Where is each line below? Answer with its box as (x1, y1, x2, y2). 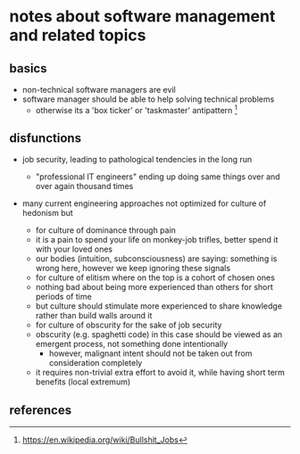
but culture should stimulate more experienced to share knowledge (35, 301, 283, 311)
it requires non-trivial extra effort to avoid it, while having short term (35, 367, 286, 378)
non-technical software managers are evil (21, 85, 176, 95)
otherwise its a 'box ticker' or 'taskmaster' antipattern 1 (35, 103, 238, 115)
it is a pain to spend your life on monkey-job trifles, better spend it (35, 235, 279, 245)
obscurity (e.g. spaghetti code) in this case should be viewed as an (35, 329, 283, 340)
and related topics (9, 25, 146, 45)
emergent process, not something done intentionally (35, 339, 229, 350)
